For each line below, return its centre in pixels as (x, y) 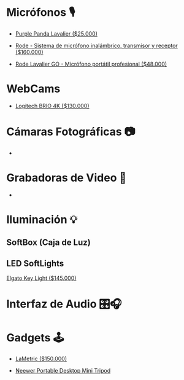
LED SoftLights (35, 263)
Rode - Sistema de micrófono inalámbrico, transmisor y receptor (96, 45)
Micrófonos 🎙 (41, 13)
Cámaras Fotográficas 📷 (71, 132)
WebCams (33, 89)
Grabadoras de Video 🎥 (67, 178)
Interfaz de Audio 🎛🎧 (64, 304)
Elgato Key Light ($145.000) (41, 278)
